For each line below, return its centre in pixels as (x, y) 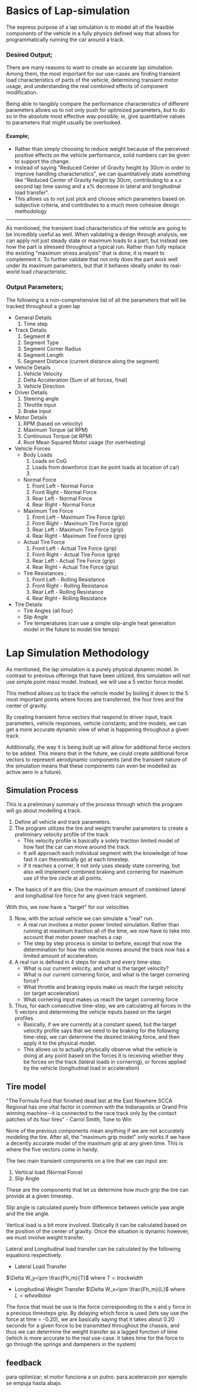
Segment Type (41, 342)
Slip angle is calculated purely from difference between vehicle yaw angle (95, 1208)
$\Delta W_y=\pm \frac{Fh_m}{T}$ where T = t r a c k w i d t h (74, 1278)
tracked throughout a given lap (43, 306)
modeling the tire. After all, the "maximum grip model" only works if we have (98, 1137)
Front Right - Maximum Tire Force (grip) (80, 523)
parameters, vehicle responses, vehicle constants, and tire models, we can (96, 723)
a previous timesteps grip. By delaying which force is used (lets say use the (97, 1313)
